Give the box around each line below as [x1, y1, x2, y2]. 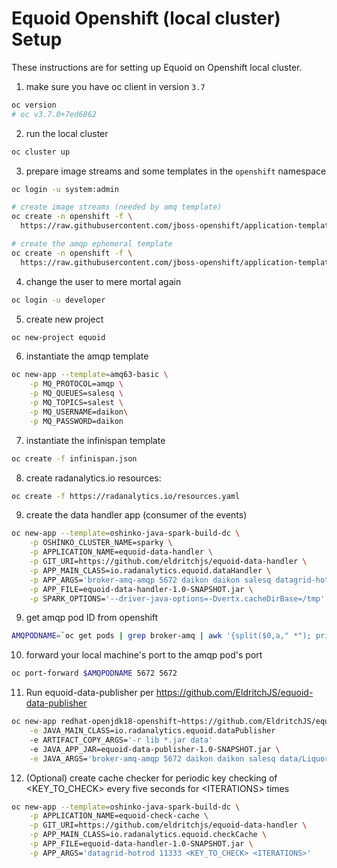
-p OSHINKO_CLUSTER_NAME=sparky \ [29, 538, 173, 548]
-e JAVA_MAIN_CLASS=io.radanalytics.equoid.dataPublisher [29, 726, 276, 736]
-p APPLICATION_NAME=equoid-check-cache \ [29, 811, 209, 821]
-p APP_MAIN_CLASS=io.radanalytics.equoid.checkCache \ [29, 830, 268, 840]
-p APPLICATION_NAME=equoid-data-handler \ [29, 547, 214, 557]
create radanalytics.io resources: [25, 472, 162, 484]
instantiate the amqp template [25, 350, 149, 362]
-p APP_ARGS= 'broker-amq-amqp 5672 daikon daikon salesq [29, 575, 272, 585]
